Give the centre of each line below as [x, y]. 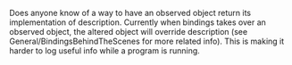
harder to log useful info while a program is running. [105, 51]
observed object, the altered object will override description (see [129, 32]
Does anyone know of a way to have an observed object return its [130, 13]
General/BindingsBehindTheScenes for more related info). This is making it [147, 41]
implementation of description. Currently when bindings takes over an [138, 22]
